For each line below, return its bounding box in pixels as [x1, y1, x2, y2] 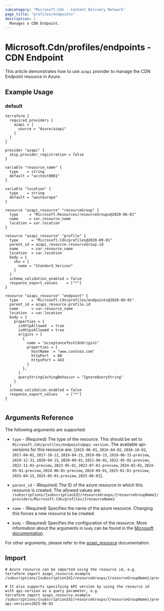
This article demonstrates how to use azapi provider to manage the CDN [5, 68, 151, 74]
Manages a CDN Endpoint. [9, 21, 60, 26]
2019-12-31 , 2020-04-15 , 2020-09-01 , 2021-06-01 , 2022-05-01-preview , [12, 457, 150, 463]
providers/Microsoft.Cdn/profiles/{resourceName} [12, 497, 116, 501]
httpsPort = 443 [31, 358, 64, 362]
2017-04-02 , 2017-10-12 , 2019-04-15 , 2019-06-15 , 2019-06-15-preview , [12, 452, 150, 457]
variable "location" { [5, 186, 51, 191]
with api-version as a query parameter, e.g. [5, 588, 99, 593]
